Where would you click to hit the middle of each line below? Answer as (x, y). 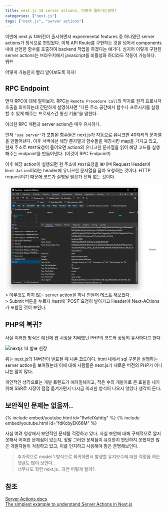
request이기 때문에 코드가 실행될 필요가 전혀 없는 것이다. (60, 177)
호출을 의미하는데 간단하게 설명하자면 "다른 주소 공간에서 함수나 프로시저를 (78, 107)
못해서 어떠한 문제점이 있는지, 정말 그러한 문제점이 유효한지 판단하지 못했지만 (80, 440)
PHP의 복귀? (24, 325)
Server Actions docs (26, 499)
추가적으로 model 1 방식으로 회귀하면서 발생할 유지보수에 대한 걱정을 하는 (89, 457)
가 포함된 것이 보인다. (26, 307)
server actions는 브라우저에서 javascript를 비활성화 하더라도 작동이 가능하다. (80, 56)
